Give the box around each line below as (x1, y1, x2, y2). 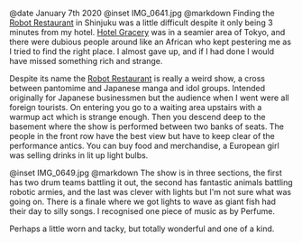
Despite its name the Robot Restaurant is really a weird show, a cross (9, 73, 266, 84)
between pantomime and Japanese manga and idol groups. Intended (9, 83, 266, 93)
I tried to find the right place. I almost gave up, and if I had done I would (9, 46, 275, 57)
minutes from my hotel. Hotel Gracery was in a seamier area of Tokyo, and (9, 27, 286, 37)
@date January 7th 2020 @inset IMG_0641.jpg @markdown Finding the (9, 8, 275, 18)
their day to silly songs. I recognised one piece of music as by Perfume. (9, 206, 275, 216)
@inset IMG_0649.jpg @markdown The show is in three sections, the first (9, 167, 282, 178)
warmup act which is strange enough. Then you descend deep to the (9, 112, 266, 122)
